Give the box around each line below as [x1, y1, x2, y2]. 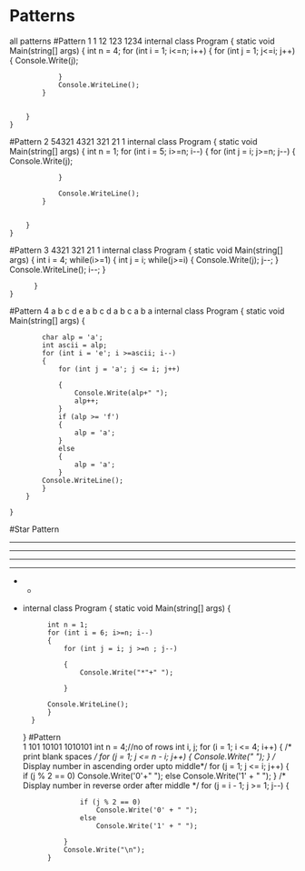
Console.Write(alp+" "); [74, 388, 169, 397]
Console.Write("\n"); [63, 845, 145, 855]
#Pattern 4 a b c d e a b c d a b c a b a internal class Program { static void [9, 305, 285, 316]
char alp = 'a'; [42, 333, 103, 342]
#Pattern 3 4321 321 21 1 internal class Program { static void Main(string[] [9, 245, 283, 255]
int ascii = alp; [42, 340, 107, 350]
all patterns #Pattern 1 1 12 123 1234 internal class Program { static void [9, 35, 275, 46]
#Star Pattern [9, 524, 60, 535]
